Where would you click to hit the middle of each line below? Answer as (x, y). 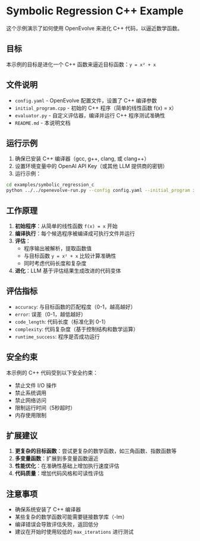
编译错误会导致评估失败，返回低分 (57, 524)
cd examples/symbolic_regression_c (50, 185)
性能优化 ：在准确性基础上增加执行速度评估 (67, 466)
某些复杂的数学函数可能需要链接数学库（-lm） (71, 517)
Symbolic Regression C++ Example (95, 11)
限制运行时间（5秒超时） (45, 408)
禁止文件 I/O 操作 (36, 385)
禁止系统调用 (30, 393)
